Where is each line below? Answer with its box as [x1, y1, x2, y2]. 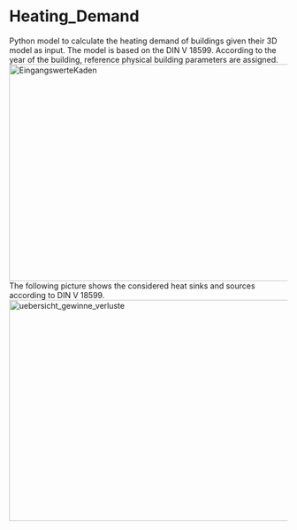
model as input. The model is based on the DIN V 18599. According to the [9, 44, 277, 55]
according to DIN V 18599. [9, 289, 105, 300]
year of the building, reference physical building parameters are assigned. [9, 54, 278, 65]
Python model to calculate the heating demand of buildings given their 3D [9, 35, 278, 46]
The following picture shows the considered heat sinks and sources [9, 280, 255, 291]
